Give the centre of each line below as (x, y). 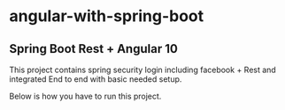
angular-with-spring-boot (107, 16)
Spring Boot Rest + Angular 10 (94, 49)
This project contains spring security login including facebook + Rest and (142, 70)
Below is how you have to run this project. (85, 96)
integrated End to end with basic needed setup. (96, 79)
